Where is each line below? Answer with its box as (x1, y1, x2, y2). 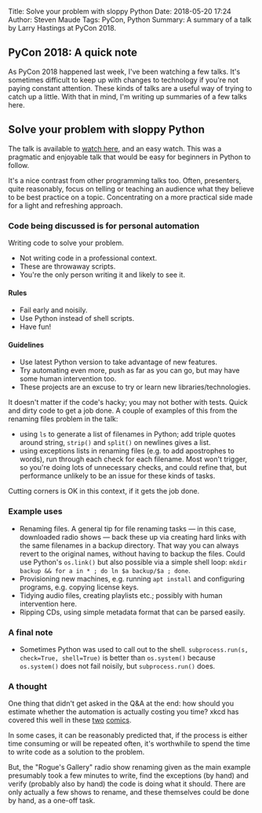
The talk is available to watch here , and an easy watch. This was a (8, 144, 222, 153)
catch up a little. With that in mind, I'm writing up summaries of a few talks (8, 92, 247, 101)
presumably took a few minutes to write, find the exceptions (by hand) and (8, 771, 249, 780)
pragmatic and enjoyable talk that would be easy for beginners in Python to (8, 152, 251, 162)
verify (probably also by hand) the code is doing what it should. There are (8, 779, 246, 789)
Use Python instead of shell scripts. (19, 314, 135, 323)
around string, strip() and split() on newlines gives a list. (19, 438, 211, 447)
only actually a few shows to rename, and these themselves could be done (8, 788, 249, 797)
